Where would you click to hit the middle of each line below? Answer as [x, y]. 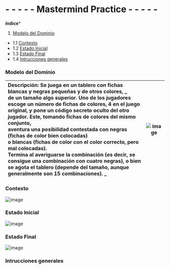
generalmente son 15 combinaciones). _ [57, 174]
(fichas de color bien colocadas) [48, 136]
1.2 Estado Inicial [30, 48]
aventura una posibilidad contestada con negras [68, 129]
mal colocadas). [27, 149]
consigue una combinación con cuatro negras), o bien [74, 161]
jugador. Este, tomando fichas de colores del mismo [72, 117]
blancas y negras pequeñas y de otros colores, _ [68, 92]
